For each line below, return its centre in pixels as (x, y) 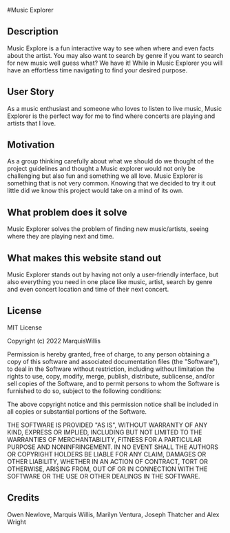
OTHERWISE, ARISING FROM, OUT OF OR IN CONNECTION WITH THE (107, 469)
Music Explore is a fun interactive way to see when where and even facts (111, 48)
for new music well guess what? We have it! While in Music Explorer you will (115, 63)
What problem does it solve (67, 212)
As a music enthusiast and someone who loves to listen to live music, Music (115, 108)
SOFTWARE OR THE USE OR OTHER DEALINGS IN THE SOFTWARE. (104, 476)
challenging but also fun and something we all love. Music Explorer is (105, 176)
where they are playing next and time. (61, 237)
